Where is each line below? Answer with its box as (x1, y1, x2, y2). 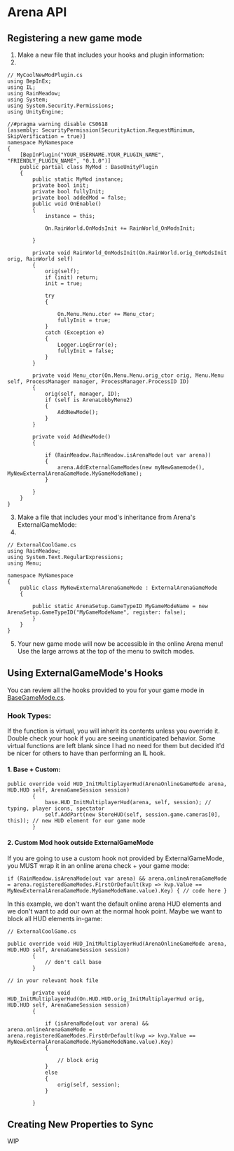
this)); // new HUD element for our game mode (7, 818, 146, 825)
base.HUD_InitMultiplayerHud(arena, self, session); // (44, 799, 212, 806)
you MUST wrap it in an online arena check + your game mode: (7, 861, 190, 869)
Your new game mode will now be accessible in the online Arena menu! (17, 640, 223, 648)
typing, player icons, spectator (7, 805, 105, 813)
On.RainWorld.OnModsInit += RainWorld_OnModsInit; (44, 225, 196, 232)
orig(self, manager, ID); (44, 390, 121, 397)
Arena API (7, 4, 67, 20)
